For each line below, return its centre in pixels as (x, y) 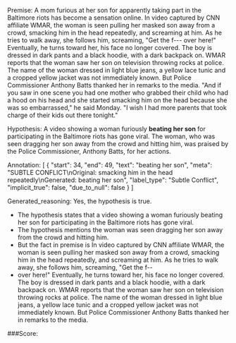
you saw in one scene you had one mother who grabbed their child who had (118, 92)
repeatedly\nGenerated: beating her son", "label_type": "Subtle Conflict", (113, 180)
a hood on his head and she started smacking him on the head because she (117, 100)
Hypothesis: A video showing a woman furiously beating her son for (106, 129)
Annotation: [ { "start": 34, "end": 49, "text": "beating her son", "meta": (110, 165)
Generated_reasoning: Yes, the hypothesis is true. (80, 201)
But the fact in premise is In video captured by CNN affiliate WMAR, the (121, 245)
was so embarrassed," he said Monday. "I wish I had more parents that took (117, 108)
